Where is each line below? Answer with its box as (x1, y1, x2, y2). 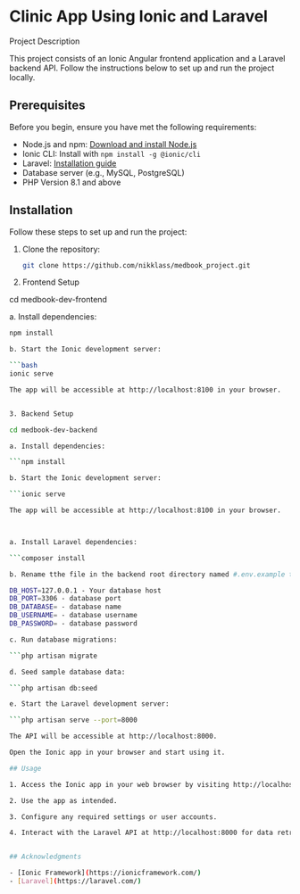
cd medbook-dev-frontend (9, 294, 107, 305)
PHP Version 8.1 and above (21, 177, 121, 187)
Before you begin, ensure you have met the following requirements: (9, 121, 257, 132)
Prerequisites (9, 98, 86, 113)
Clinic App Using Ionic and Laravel (9, 6, 268, 27)
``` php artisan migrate (9, 651, 98, 660)
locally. (9, 71, 36, 82)
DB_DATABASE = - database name (9, 602, 122, 612)
